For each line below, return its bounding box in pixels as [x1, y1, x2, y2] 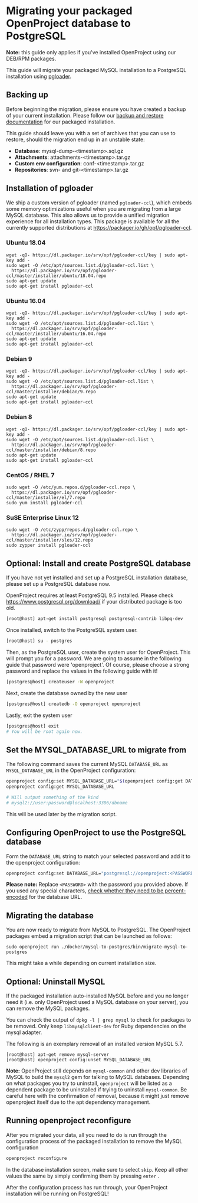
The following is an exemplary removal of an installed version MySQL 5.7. [6, 1041, 184, 1048]
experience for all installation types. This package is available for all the [6, 217, 180, 225]
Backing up [6, 90, 48, 100]
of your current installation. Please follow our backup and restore [6, 112, 164, 119]
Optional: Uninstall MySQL [6, 976, 105, 987]
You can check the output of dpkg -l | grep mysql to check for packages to [6, 1016, 192, 1023]
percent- [164, 887, 186, 894]
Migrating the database [6, 911, 94, 921]
